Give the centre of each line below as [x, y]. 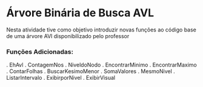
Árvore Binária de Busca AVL [80, 13]
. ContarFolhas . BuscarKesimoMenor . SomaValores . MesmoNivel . [91, 71]
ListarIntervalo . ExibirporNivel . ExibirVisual [61, 78]
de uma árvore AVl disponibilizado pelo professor [68, 36]
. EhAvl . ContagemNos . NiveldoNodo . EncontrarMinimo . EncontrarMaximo [101, 65]
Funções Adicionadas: [40, 51]
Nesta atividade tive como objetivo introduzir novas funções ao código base [101, 30]
